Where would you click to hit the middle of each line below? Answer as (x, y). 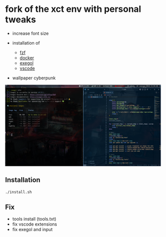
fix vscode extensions (35, 224)
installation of (26, 43)
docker (27, 57)
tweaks (21, 20)
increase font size (30, 33)
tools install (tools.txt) (34, 219)
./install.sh (19, 192)
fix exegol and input (32, 230)
